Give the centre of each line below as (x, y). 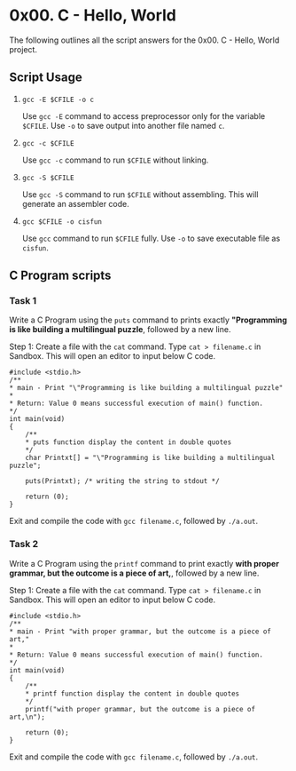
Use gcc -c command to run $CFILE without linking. (115, 160)
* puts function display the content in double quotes (129, 442)
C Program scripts (60, 276)
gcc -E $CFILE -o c (58, 99)
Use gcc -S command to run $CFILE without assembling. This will (140, 194)
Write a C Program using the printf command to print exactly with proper (144, 563)
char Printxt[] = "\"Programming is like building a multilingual (150, 458)
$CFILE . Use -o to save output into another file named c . (123, 125)
